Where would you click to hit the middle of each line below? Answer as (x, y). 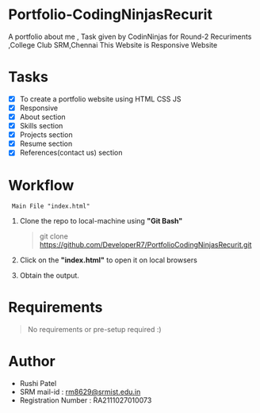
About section (42, 117)
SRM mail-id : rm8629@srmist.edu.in (80, 392)
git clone (54, 236)
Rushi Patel (38, 384)
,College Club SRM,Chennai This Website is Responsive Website (113, 44)
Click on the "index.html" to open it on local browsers (109, 260)
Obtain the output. (49, 276)
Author (32, 361)
